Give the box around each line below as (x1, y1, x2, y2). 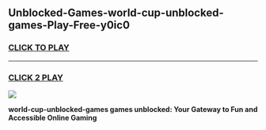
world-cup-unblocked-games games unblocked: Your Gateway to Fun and (8, 104, 258, 113)
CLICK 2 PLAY (8, 72, 63, 83)
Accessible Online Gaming (8, 113, 97, 122)
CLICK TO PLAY (8, 43, 70, 54)
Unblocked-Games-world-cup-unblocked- (8, 6, 224, 20)
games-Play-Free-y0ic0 (8, 19, 131, 32)
